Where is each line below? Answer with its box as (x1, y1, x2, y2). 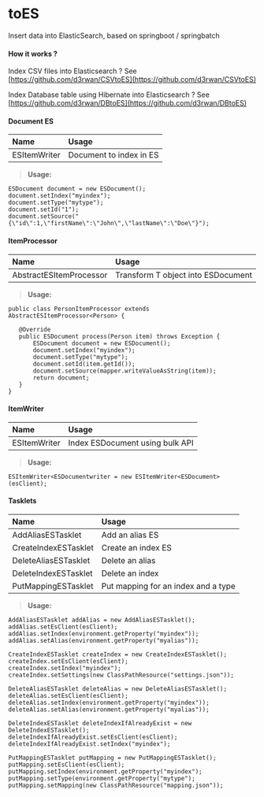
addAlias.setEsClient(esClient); (8, 623, 118, 631)
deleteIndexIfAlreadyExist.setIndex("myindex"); (8, 740, 171, 748)
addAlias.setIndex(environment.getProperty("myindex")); (8, 629, 199, 638)
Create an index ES (101, 542, 172, 553)
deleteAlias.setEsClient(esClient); (8, 691, 128, 699)
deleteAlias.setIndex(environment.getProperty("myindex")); (8, 699, 210, 706)
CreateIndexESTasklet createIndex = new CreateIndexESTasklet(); (8, 651, 227, 658)
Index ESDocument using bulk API (68, 437, 195, 448)
